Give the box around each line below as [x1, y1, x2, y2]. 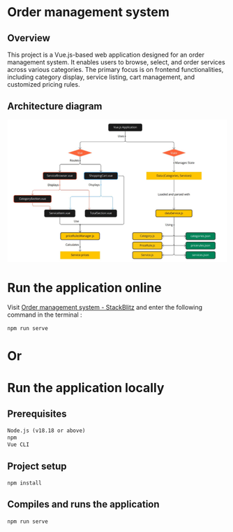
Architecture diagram [7, 101, 103, 113]
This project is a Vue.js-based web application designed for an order [7, 50, 204, 59]
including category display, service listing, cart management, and [7, 73, 195, 81]
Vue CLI [7, 441, 30, 448]
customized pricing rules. [7, 80, 80, 88]
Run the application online [7, 280, 162, 296]
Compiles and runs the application [7, 498, 160, 510]
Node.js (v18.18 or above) [7, 427, 86, 434]
